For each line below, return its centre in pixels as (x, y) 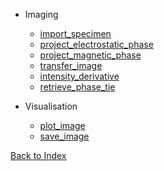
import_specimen (75, 33)
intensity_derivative (79, 76)
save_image (64, 136)
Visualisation (51, 106)
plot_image (62, 125)
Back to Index (38, 155)
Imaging (41, 14)
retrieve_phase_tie (77, 87)
